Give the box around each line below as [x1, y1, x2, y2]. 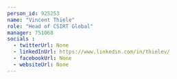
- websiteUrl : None [13, 61, 69, 68]
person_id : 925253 [7, 10, 60, 17]
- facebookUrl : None [13, 55, 72, 62]
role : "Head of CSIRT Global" [7, 23, 94, 30]
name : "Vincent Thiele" [7, 16, 75, 23]
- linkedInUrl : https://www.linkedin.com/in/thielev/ [13, 49, 170, 56]
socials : [7, 36, 36, 43]
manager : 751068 [7, 29, 54, 36]
